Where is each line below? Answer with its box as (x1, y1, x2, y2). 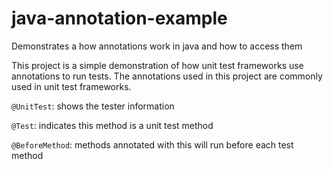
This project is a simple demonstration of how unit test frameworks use (11, 59, 304, 71)
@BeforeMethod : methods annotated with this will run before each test (11, 138, 294, 151)
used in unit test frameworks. (11, 80, 132, 92)
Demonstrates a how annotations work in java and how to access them (11, 40, 303, 52)
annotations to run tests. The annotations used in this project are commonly (11, 70, 323, 82)
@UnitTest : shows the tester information (11, 100, 175, 112)
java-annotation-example (11, 7, 228, 30)
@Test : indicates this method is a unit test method (11, 119, 214, 131)
